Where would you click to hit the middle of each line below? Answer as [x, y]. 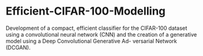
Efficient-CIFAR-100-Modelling [86, 11]
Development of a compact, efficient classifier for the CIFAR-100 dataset [97, 28]
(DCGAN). [18, 47]
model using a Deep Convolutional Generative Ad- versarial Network [91, 41]
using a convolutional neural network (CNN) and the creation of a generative [101, 34]
